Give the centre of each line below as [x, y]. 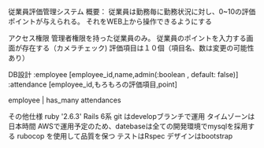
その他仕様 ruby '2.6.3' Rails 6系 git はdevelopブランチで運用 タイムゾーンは [132, 116]
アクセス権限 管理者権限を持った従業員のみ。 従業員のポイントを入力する [127, 38]
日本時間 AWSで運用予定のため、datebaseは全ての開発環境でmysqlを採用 [128, 126]
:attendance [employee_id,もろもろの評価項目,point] [93, 84]
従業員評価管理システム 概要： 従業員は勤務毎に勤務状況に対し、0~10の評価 [132, 11]
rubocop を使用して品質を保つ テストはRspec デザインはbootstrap [125, 136]
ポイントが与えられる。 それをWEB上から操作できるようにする [110, 21]
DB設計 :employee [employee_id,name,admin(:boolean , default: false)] [123, 74]
